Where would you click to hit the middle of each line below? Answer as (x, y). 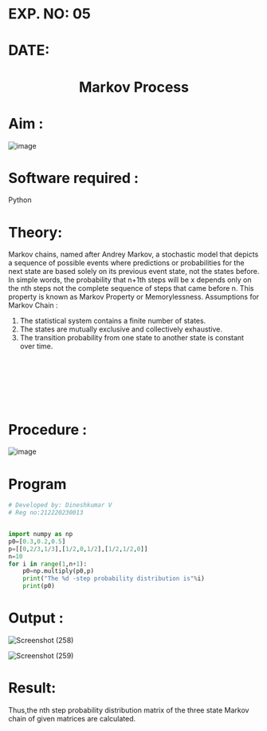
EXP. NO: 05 (50, 14)
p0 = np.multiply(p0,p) (58, 571)
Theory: (35, 232)
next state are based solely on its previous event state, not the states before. (134, 272)
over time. (36, 346)
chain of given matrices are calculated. (72, 718)
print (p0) (39, 586)
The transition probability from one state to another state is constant (132, 338)
